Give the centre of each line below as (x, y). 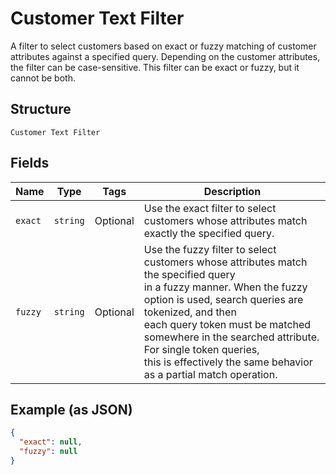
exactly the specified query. (209, 233)
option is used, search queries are (223, 299)
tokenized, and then (190, 312)
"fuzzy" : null (48, 452)
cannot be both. (43, 78)
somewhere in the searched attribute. (231, 337)
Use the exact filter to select (210, 208)
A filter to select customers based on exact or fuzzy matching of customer (163, 46)
